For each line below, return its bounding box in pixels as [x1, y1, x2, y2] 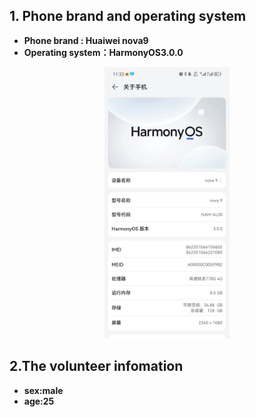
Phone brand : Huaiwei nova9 [23, 34, 149, 46]
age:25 [23, 395, 55, 407]
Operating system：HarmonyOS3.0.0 [23, 46, 184, 58]
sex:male [23, 384, 64, 396]
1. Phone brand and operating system [9, 8, 247, 25]
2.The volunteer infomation [9, 358, 184, 375]
